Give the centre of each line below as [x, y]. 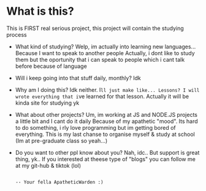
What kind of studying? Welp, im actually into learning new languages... [105, 47]
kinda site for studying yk [47, 103]
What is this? [40, 11]
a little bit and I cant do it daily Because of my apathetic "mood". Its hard [106, 121]
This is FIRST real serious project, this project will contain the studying [95, 28]
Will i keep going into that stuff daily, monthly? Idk [78, 78]
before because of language [51, 66]
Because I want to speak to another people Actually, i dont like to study [105, 53]
